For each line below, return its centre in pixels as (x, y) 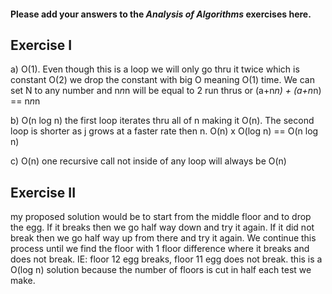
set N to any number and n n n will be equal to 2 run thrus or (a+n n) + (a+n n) (166, 91)
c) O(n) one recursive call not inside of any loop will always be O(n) (148, 161)
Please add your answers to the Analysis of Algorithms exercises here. (161, 14)
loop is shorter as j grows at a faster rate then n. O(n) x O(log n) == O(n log (164, 131)
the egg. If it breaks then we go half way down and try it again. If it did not (162, 227)
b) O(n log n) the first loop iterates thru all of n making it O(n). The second (162, 121)
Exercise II (43, 192)
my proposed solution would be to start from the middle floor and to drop (161, 217)
